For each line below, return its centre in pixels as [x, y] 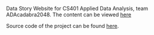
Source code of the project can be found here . [63, 26]
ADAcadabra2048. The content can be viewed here [69, 15]
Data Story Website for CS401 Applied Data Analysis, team [77, 8]
